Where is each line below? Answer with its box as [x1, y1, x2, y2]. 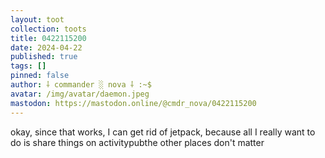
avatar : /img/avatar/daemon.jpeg [10, 89, 150, 99]
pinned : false [10, 71, 70, 81]
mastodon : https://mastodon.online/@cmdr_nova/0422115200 [10, 98, 257, 108]
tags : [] [10, 61, 47, 71]
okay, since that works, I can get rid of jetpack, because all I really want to [10, 126, 316, 138]
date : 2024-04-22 [10, 42, 83, 53]
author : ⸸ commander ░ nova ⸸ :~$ [10, 80, 152, 90]
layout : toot [10, 14, 65, 25]
